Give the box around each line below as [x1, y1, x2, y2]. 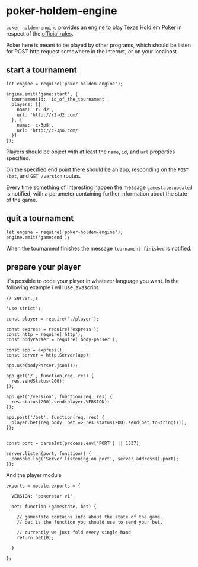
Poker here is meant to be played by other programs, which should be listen [6, 41, 191, 49]
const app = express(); [6, 347, 65, 353]
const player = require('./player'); [6, 316, 100, 322]
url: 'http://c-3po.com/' [17, 127, 81, 133]
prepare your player [6, 262, 81, 272]
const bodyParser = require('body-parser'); [6, 337, 118, 343]
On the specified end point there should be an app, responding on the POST [6, 166, 189, 173]
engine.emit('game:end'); [6, 234, 70, 241]
